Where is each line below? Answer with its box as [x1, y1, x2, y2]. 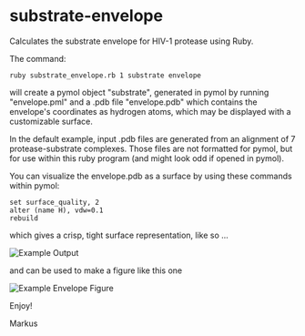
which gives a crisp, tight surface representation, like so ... [9, 229, 229, 240]
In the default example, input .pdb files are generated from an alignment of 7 [9, 133, 296, 144]
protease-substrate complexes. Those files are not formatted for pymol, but [9, 143, 293, 154]
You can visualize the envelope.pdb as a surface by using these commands [9, 170, 293, 181]
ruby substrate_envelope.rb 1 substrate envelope [9, 70, 202, 80]
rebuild [9, 213, 39, 223]
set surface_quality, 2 [9, 198, 100, 207]
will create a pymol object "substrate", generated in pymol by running [9, 87, 269, 97]
